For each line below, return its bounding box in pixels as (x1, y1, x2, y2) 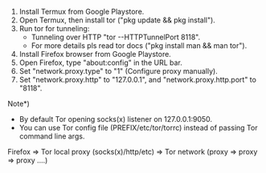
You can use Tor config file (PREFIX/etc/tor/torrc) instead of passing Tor (18, 123, 258, 132)
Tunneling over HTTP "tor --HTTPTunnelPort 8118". (31, 32, 201, 42)
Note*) (7, 99, 30, 108)
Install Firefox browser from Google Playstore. (18, 50, 172, 58)
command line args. (18, 131, 85, 141)
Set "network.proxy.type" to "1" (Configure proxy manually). (18, 66, 218, 75)
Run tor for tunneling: (18, 24, 90, 33)
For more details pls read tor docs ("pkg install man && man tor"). (31, 41, 248, 50)
